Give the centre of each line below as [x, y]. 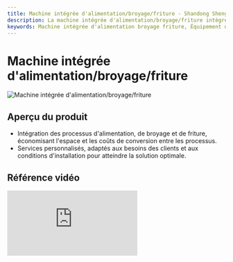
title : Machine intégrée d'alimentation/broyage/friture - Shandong [108, 14]
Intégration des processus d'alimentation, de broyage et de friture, [112, 133]
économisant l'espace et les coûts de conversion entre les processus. [117, 141]
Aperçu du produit [48, 116]
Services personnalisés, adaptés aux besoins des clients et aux [108, 148]
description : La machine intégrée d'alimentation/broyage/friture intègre [118, 20]
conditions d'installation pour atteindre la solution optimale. [102, 156]
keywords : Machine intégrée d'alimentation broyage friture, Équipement [114, 26]
